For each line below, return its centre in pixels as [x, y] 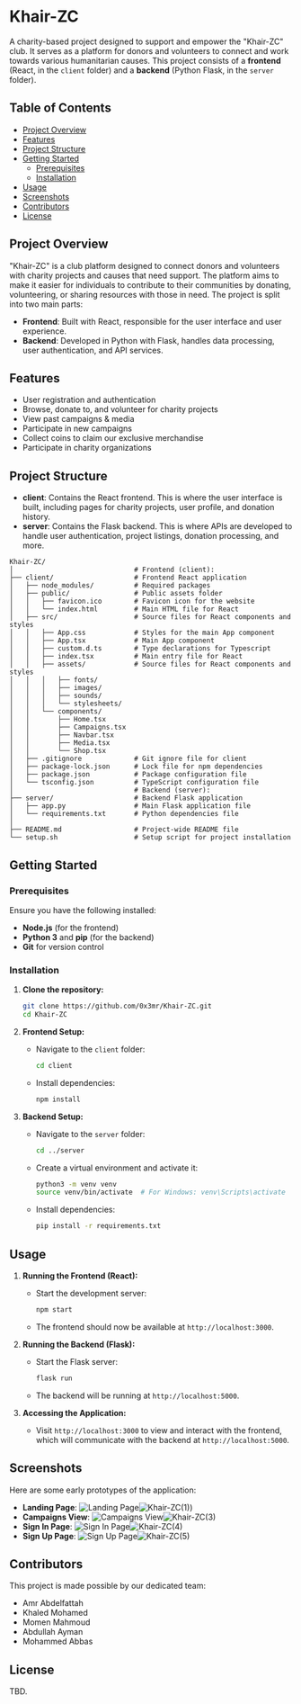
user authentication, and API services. [93, 350]
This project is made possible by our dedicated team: [108, 1586]
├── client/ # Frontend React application [128, 578]
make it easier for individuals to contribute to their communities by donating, [150, 284]
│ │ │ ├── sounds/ [56, 696]
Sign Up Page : [49, 1536]
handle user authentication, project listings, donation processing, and [150, 536]
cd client [54, 1065]
